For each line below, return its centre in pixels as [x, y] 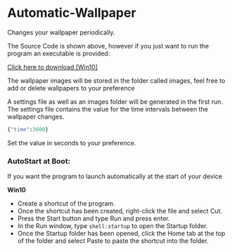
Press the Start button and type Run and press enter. [94, 218]
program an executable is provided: [59, 53]
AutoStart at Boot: [39, 161]
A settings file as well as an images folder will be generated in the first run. [115, 101]
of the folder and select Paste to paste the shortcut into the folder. [113, 241]
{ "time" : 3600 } [28, 129]
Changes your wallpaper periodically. [61, 32]
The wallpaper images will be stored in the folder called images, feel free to [116, 80]
